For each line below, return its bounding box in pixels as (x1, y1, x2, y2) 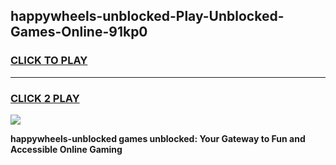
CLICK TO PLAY (10, 54, 88, 68)
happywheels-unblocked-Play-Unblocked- (10, 8, 285, 25)
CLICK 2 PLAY (10, 91, 80, 105)
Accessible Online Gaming (10, 143, 123, 155)
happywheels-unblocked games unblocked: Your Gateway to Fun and (10, 132, 306, 144)
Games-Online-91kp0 (10, 24, 148, 41)
